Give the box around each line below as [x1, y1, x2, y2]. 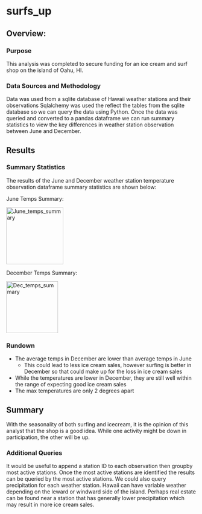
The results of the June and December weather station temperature [6, 177, 174, 184]
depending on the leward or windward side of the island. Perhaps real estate [6, 488, 196, 495]
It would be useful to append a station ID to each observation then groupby [6, 463, 193, 470]
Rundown [6, 341, 35, 350]
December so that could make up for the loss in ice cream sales [24, 368, 183, 376]
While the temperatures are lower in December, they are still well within [14, 374, 192, 382]
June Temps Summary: [6, 195, 64, 202]
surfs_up [6, 4, 52, 18]
